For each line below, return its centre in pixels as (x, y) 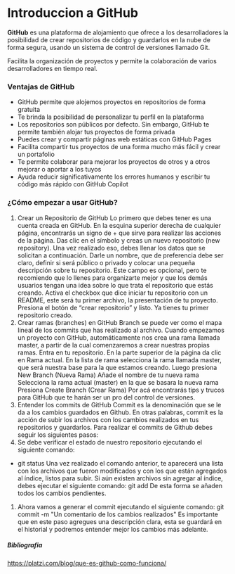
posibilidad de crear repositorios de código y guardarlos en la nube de (109, 39)
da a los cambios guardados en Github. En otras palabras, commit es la (120, 412)
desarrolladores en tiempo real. (53, 68)
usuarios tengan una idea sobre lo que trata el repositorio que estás (115, 285)
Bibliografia (25, 545)
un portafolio (36, 154)
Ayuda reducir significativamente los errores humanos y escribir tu (114, 177)
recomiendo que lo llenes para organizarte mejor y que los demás (113, 278)
